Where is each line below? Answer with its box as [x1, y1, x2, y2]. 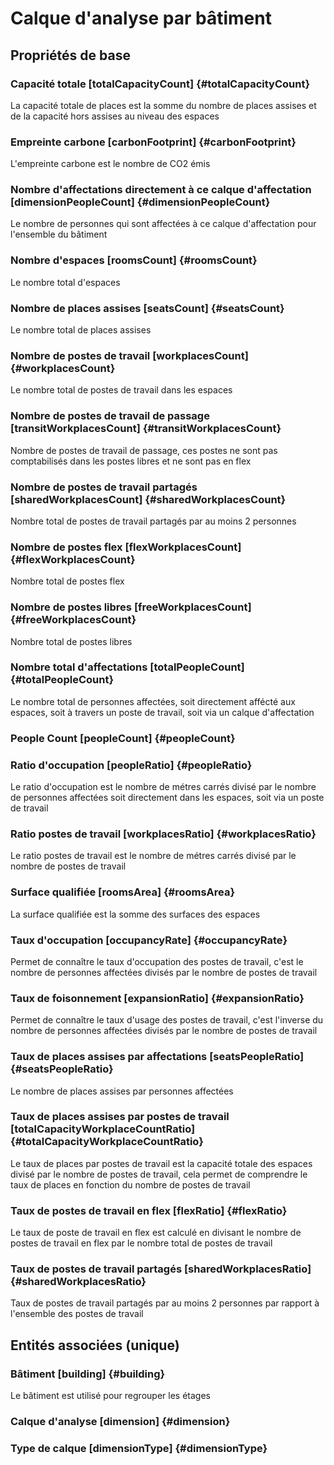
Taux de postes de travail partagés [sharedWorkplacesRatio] [10, 1262, 312, 1276]
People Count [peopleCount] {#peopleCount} [10, 731, 236, 745]
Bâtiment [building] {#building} [10, 1367, 166, 1381]
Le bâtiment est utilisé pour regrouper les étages [10, 1390, 211, 1402]
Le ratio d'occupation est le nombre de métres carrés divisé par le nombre [10, 781, 317, 793]
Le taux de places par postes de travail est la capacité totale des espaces [10, 1157, 313, 1169]
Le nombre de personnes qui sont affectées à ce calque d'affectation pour [10, 218, 317, 230]
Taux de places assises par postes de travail [10, 1110, 230, 1124]
